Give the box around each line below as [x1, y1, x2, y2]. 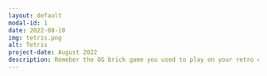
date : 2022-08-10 [8, 26, 66, 34]
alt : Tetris [8, 41, 48, 49]
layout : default [8, 11, 62, 20]
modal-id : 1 [8, 19, 48, 27]
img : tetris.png [8, 33, 62, 42]
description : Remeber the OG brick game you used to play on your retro [8, 56, 254, 64]
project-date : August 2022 [8, 48, 98, 56]
